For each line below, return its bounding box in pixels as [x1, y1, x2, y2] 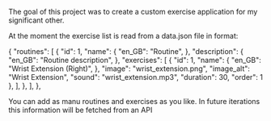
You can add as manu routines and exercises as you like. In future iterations [8, 97, 260, 106]
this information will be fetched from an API [8, 105, 153, 115]
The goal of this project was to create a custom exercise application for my [8, 7, 258, 16]
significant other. [8, 15, 65, 25]
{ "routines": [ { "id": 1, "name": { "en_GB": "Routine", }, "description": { [8, 47, 244, 56]
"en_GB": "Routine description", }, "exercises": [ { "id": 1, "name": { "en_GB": [8, 56, 261, 65]
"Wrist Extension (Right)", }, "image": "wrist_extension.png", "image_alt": [8, 64, 251, 73]
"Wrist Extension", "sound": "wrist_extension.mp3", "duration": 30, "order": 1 [8, 73, 264, 81]
